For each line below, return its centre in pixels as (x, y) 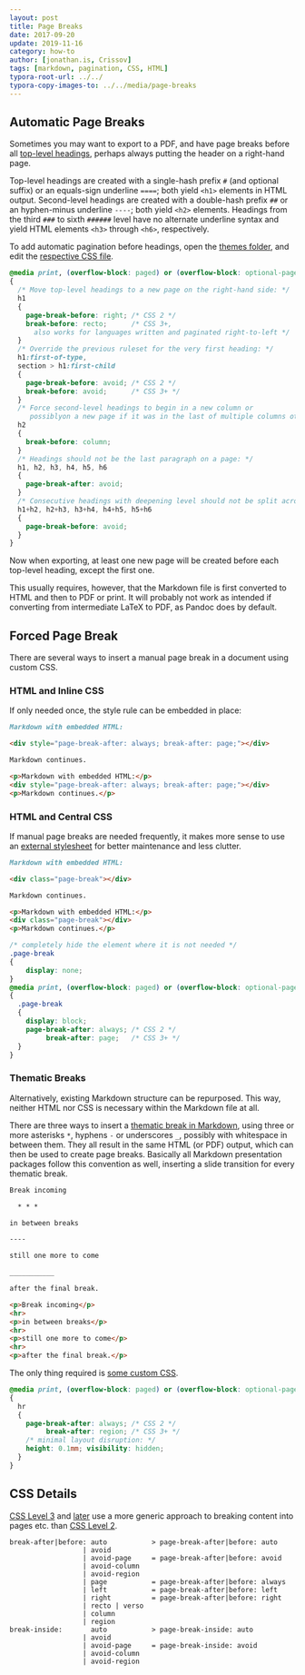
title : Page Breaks (46, 26)
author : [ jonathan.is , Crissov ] (70, 60)
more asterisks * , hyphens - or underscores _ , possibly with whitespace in (148, 1135)
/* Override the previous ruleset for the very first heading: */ (146, 349)
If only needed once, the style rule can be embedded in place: (126, 710)
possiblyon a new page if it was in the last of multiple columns (157, 417)
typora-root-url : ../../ (56, 77)
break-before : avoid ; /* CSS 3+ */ (103, 391)
